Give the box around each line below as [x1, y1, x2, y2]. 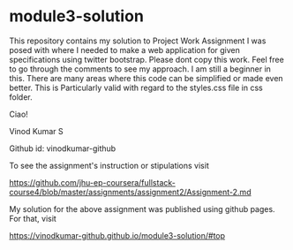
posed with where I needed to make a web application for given [9, 44, 241, 55]
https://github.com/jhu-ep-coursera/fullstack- [9, 177, 177, 187]
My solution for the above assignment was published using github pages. [9, 203, 275, 214]
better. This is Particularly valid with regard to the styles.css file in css [9, 82, 263, 93]
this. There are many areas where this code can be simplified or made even [9, 72, 284, 83]
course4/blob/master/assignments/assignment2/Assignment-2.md [9, 186, 252, 197]
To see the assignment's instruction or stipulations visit [9, 160, 209, 170]
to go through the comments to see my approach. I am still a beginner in [9, 64, 272, 74]
